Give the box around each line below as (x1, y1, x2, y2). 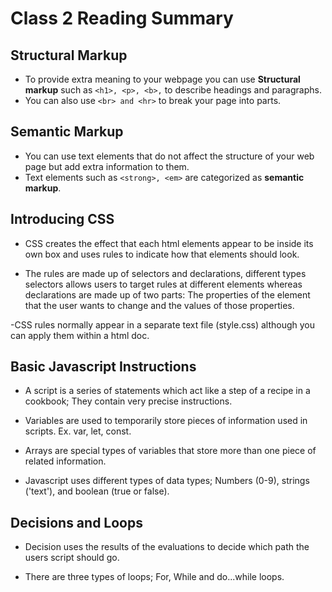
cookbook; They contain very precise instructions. (24, 395, 233, 407)
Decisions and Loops (10, 514, 143, 531)
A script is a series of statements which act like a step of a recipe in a (24, 385, 311, 397)
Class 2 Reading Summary (10, 7, 234, 30)
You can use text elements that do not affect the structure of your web (24, 150, 315, 162)
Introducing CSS (10, 211, 115, 228)
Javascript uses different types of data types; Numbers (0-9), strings (24, 475, 310, 487)
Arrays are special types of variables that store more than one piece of (24, 445, 317, 457)
